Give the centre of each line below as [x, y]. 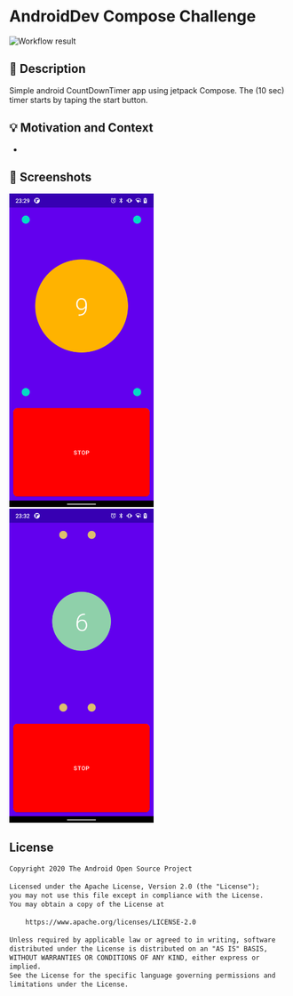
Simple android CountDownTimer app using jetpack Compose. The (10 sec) [147, 90]
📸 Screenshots [51, 177]
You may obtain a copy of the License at [87, 904]
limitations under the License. [69, 984]
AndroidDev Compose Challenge [133, 16]
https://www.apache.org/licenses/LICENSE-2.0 [111, 922]
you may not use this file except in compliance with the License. [137, 896]
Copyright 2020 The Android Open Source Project [101, 869]
